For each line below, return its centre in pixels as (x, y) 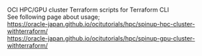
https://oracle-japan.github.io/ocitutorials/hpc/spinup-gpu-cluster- (101, 38)
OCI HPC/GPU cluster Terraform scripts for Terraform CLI (88, 10)
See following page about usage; (54, 17)
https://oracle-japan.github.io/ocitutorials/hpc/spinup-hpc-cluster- (101, 24)
